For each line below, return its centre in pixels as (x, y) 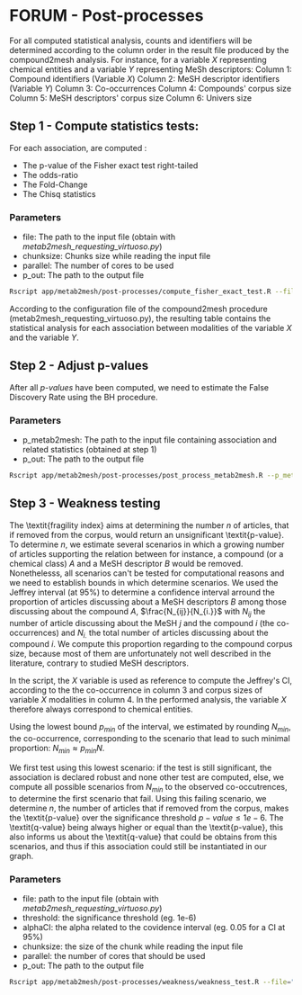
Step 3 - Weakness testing (85, 503)
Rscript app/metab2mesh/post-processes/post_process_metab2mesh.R (136, 476)
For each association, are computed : (78, 148)
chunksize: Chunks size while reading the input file (116, 256)
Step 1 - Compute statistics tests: (104, 126)
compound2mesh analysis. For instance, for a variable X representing (138, 59)
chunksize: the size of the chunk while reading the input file (133, 946)
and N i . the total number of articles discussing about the (165, 633)
